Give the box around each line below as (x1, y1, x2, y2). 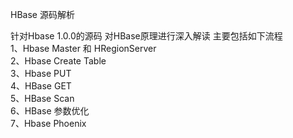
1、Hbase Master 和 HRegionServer (10, 43, 157, 54)
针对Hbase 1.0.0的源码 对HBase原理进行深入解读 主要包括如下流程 (10, 30, 283, 42)
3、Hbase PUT (10, 68, 72, 79)
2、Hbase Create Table (10, 55, 107, 67)
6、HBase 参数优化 (10, 105, 90, 117)
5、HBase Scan (10, 93, 75, 104)
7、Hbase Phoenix (10, 118, 87, 129)
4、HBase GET (10, 80, 72, 92)
